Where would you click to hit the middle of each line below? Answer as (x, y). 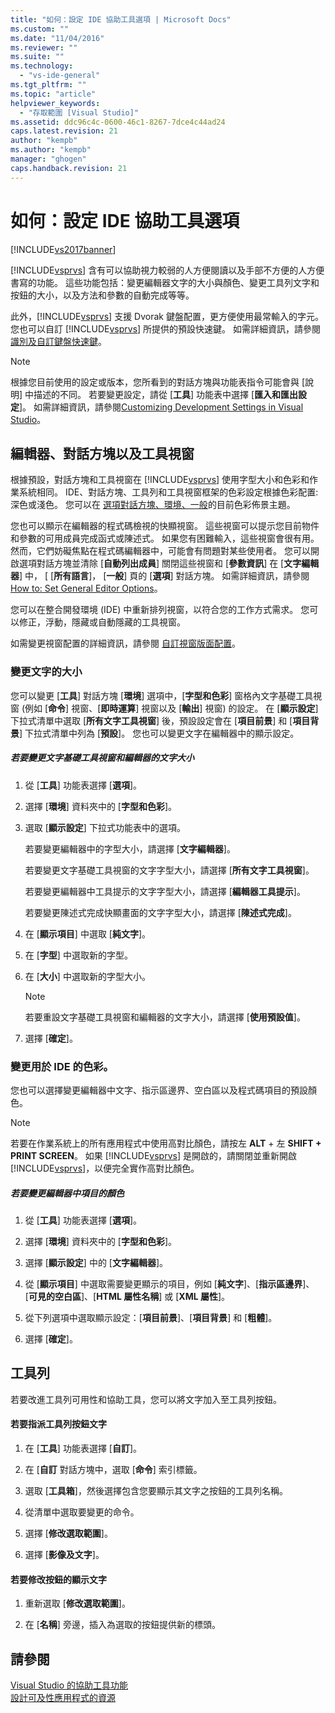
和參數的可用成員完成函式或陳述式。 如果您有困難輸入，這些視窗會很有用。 (165, 538)
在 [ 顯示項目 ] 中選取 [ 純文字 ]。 (88, 933)
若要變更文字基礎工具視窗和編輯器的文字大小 (102, 758)
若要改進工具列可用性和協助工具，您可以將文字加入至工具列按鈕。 (146, 1399)
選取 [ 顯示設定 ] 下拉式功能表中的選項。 (105, 827)
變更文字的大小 (46, 672)
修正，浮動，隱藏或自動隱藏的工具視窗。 (102, 622)
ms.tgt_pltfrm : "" (48, 85)
